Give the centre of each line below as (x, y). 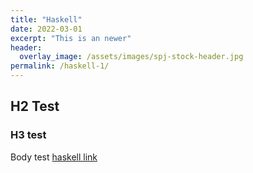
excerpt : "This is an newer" (71, 38)
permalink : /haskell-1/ (60, 66)
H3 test (28, 135)
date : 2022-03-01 (46, 29)
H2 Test (35, 106)
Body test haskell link (54, 157)
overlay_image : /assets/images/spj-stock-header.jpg (131, 57)
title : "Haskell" (46, 19)
